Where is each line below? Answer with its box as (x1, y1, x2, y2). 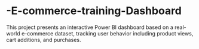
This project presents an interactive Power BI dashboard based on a (6, 24, 173, 31)
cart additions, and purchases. (6, 36, 82, 43)
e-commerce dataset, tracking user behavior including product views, (21, 30, 194, 37)
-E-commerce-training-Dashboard (6, 4, 182, 18)
